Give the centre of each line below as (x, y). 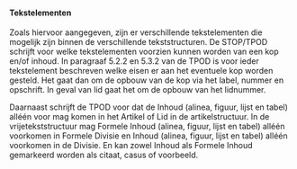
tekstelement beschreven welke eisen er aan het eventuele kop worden (141, 71)
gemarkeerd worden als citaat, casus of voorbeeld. (104, 155)
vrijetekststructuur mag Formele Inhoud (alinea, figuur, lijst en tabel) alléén (147, 127)
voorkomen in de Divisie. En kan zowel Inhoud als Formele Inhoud (131, 146)
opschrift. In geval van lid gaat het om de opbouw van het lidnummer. (138, 90)
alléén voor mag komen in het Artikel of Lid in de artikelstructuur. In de (139, 117)
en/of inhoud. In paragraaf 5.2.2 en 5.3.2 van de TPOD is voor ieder (134, 61)
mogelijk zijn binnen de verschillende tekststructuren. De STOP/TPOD (139, 42)
